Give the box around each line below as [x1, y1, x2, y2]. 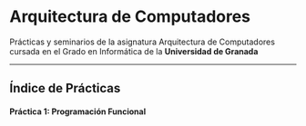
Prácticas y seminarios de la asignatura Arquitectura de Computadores [9, 36, 276, 47]
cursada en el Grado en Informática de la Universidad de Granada [9, 45, 259, 56]
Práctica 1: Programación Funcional [9, 106, 147, 117]
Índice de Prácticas [9, 81, 121, 96]
